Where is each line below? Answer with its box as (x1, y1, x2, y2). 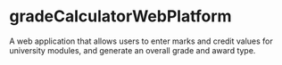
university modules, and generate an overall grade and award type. (9, 45, 256, 55)
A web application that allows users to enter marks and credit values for (9, 36, 274, 46)
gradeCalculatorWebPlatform (9, 6, 232, 27)
